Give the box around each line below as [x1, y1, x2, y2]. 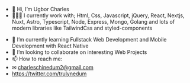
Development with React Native [11, 42, 89, 49]
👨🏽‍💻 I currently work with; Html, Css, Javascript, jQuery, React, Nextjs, [11, 12, 185, 19]
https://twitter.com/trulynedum [11, 70, 87, 77]
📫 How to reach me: [11, 55, 63, 62]
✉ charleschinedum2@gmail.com [11, 64, 94, 71]
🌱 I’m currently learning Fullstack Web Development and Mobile [11, 36, 167, 43]
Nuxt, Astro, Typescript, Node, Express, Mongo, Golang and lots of [11, 18, 175, 25]
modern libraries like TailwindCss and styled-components [11, 24, 153, 31]
